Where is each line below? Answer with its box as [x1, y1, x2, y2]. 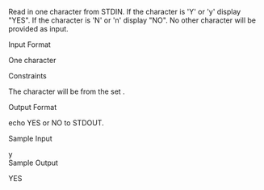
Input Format [8, 40, 51, 49]
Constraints [8, 71, 47, 80]
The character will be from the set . [8, 87, 125, 96]
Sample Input [8, 133, 52, 143]
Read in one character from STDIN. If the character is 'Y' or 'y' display [8, 7, 241, 16]
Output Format [8, 103, 57, 112]
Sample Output [8, 158, 59, 167]
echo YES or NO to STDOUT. [8, 118, 104, 128]
